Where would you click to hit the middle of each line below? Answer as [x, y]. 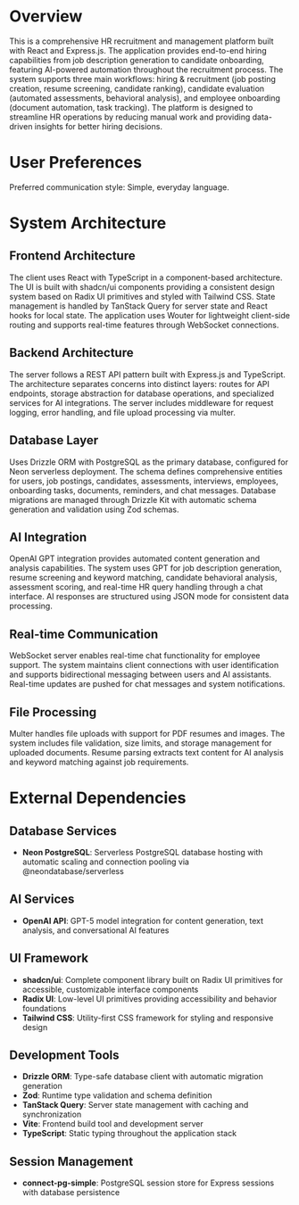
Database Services [63, 831]
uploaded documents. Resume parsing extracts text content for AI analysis [146, 752]
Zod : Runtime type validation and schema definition [117, 1095]
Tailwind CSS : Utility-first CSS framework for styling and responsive [148, 1018]
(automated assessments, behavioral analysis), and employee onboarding [145, 98]
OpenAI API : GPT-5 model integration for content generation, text [143, 920]
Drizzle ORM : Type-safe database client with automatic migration [142, 1077]
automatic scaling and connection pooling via [106, 862]
